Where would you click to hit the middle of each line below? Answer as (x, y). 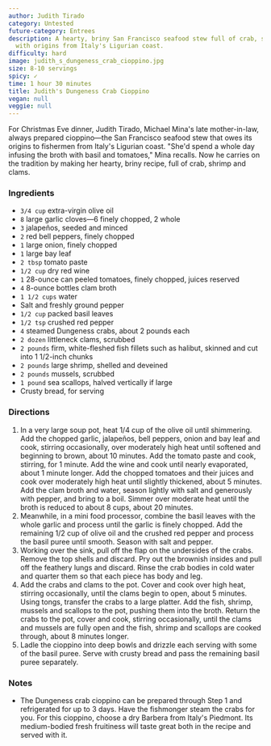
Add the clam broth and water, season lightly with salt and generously (136, 490)
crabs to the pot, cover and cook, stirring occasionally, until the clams (136, 619)
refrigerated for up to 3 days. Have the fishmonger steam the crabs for (138, 710)
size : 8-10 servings (43, 69)
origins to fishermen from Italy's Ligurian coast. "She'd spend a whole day (132, 146)
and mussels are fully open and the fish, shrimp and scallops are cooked (141, 627)
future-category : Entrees (52, 31)
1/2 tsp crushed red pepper (67, 322)
